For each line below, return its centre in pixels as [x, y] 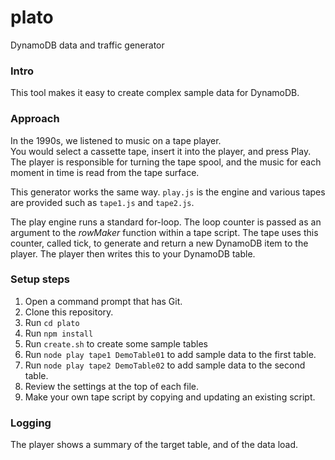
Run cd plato [52, 322]
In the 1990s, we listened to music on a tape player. [116, 140]
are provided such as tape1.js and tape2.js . [102, 202]
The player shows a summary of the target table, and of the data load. [154, 445]
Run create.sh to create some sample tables [116, 343]
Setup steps [40, 279]
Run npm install [59, 333]
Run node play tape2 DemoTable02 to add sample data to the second [165, 365]
